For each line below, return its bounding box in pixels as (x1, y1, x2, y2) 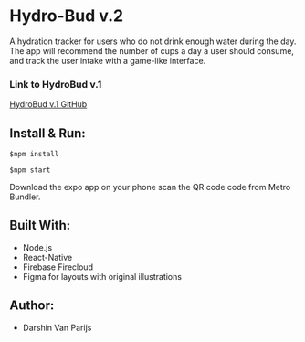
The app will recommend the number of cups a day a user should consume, (9, 45, 295, 56)
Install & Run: (9, 125, 87, 141)
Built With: (9, 218, 71, 233)
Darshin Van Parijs (22, 322, 92, 333)
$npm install (9, 150, 59, 159)
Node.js (22, 241, 53, 252)
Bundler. (9, 191, 41, 202)
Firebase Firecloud (22, 262, 94, 273)
